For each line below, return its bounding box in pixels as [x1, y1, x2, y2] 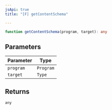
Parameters [5, 42, 41, 51]
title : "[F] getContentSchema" [5, 12, 68, 17]
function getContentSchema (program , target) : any [5, 29, 108, 34]
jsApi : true [5, 7, 29, 12]
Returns [5, 87, 30, 95]
